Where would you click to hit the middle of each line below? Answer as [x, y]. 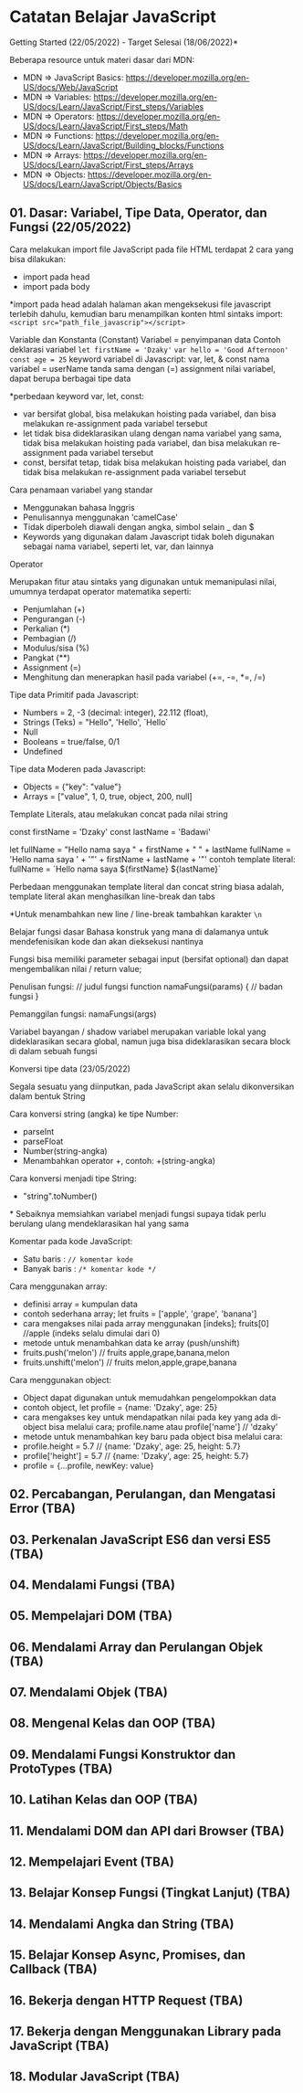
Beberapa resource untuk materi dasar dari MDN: [102, 59]
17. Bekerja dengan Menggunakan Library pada [145, 2031]
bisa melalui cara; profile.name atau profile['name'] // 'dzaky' [163, 1426]
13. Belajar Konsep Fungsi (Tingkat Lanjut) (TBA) [150, 1893]
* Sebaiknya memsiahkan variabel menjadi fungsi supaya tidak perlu [138, 1213]
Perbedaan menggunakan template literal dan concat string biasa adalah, [147, 886]
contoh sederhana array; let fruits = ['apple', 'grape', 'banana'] [140, 1314]
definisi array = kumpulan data [80, 1304]
